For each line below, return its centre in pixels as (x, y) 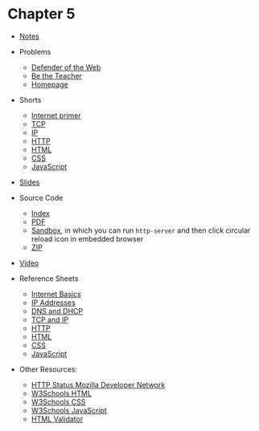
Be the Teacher (56, 75)
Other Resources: (48, 369)
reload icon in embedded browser (87, 238)
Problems (35, 51)
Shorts (30, 100)
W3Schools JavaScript (69, 410)
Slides (29, 182)
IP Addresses (53, 303)
